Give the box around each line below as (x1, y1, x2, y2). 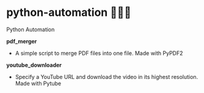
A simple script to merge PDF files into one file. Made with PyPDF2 (15, 49, 183, 57)
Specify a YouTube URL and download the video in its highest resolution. (15, 73, 199, 80)
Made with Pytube (15, 80, 62, 87)
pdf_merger (6, 37, 37, 45)
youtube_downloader (6, 61, 62, 69)
